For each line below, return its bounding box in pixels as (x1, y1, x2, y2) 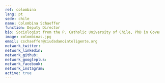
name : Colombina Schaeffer (5, 21, 60, 26)
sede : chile (5, 16, 29, 21)
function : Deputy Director (5, 25, 60, 30)
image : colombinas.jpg (5, 35, 52, 40)
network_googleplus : (5, 57, 48, 62)
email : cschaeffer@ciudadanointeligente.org (5, 39, 98, 44)
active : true (5, 71, 32, 76)
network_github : (5, 52, 38, 58)
